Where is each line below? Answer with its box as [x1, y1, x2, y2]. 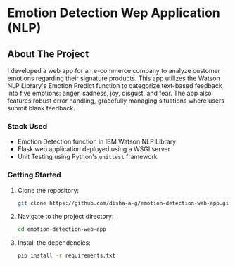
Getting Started [7, 170, 61, 180]
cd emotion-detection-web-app [17, 226, 107, 233]
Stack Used [7, 121, 48, 131]
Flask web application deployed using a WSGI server [17, 145, 171, 153]
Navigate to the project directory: [17, 213, 114, 221]
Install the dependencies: [17, 239, 91, 247]
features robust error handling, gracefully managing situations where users [7, 96, 225, 105]
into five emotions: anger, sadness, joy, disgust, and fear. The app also [7, 89, 212, 97]
